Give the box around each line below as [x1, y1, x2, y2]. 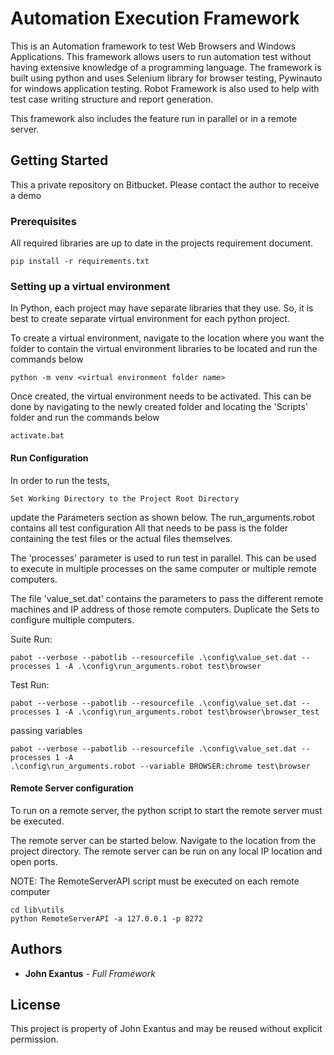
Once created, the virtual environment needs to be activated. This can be [10, 390, 312, 402]
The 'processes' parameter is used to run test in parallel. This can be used [10, 552, 317, 564]
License [10, 996, 61, 1013]
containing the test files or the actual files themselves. [10, 532, 233, 544]
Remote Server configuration [10, 782, 134, 794]
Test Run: [10, 678, 50, 691]
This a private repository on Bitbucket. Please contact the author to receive [10, 178, 320, 191]
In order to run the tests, [10, 474, 110, 486]
